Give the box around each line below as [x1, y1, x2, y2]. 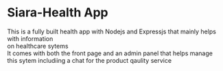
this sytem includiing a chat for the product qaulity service [7, 56, 172, 64]
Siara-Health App [7, 5, 108, 20]
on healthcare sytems [7, 42, 69, 50]
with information [7, 34, 54, 42]
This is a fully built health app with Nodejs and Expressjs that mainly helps [7, 27, 216, 35]
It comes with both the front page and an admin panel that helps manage [7, 49, 213, 57]
